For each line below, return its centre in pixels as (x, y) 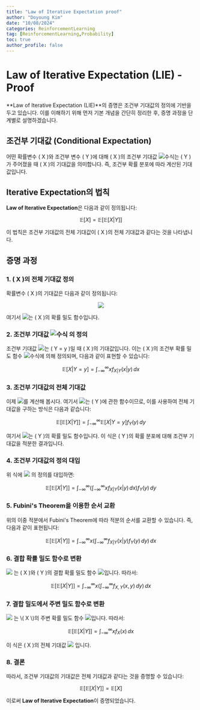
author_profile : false (35, 46)
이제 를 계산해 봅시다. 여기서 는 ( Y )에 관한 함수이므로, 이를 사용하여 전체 (97, 402)
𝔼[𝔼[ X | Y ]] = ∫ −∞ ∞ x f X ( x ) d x (101, 631)
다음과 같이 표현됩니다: (33, 527)
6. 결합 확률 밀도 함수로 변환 (44, 559)
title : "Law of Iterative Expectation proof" (64, 12)
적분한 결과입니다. (43, 443)
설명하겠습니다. (40, 120)
